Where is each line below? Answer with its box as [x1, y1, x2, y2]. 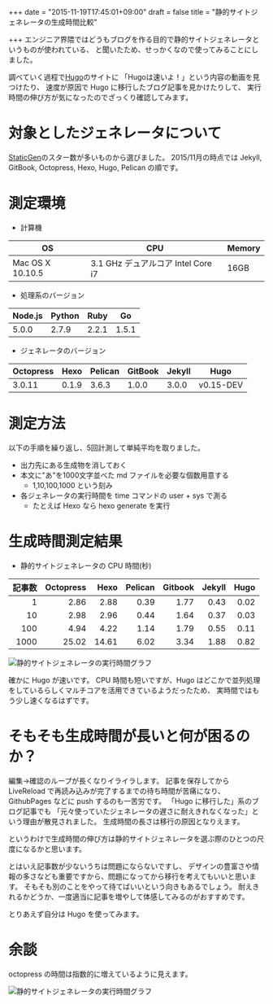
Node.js [12, 310, 43, 321]
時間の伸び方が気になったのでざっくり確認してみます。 [8, 93, 193, 102]
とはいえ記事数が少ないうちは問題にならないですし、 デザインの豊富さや [8, 861, 253, 871]
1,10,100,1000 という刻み [32, 480, 114, 490]
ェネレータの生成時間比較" [8, 17, 97, 27]
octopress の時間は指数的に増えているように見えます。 [8, 969, 193, 979]
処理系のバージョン [19, 290, 85, 299]
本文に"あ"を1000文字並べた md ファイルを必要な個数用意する [19, 470, 229, 480]
